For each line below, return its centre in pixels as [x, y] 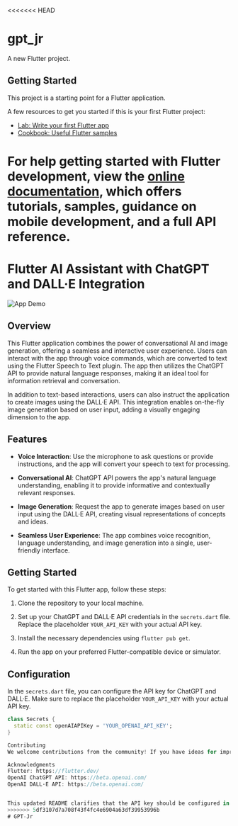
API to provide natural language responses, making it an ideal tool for [108, 373]
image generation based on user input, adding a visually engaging [104, 409]
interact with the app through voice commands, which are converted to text [118, 358]
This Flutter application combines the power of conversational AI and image [118, 343]
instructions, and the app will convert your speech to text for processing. [124, 464]
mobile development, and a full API [112, 221]
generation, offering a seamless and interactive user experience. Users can [117, 351]
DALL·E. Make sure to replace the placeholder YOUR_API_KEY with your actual [118, 699]
